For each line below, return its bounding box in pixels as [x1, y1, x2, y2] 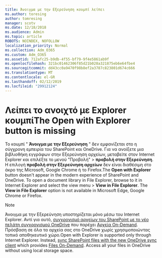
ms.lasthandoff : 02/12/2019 [5, 79, 62, 84]
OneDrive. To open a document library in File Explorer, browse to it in [5, 177, 143, 183]
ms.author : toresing [5, 12, 47, 16]
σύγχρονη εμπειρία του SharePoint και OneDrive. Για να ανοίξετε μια [5, 146, 144, 152]
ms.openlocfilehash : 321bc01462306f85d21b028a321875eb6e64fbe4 [5, 61, 135, 66]
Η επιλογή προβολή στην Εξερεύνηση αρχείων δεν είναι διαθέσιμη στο [5, 162, 151, 168]
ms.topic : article [5, 34, 42, 39]
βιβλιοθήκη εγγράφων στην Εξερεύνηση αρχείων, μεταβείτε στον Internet [5, 151, 155, 158]
